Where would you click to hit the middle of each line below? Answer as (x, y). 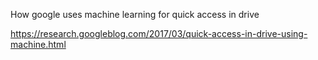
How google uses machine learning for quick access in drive (135, 14)
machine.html (38, 44)
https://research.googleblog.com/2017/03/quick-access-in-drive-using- (159, 33)
